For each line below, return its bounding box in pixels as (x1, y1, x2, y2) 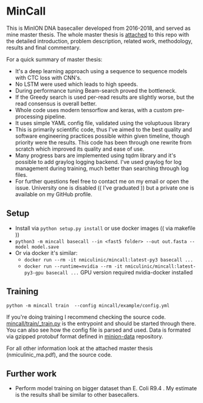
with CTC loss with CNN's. (15, 74, 82, 81)
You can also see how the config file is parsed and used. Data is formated (6, 326, 191, 333)
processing (15, 113, 44, 120)
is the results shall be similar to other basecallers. (15, 391, 139, 399)
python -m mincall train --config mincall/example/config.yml (6, 302, 170, 308)
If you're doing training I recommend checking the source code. (6, 313, 166, 321)
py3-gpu (24, 269, 44, 276)
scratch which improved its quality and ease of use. (15, 145, 145, 152)
